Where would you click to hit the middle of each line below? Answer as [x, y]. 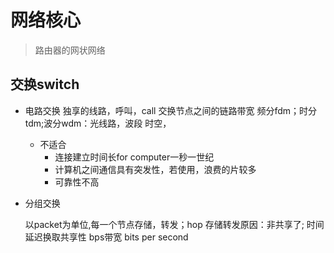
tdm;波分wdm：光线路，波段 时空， [98, 123]
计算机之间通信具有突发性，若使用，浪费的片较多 [155, 169]
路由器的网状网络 [70, 50]
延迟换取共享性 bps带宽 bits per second [106, 237]
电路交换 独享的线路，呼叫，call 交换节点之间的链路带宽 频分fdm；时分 [170, 110]
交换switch [45, 84]
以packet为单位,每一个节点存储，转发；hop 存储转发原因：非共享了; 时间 [174, 224]
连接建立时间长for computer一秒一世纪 [134, 157]
